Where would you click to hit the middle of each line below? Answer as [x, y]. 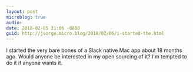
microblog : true [26, 17]
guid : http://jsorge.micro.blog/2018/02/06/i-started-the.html [85, 34]
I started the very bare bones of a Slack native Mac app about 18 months [94, 50]
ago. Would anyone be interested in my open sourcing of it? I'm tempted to [96, 57]
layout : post [22, 12]
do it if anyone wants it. [34, 63]
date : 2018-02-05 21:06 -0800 [43, 28]
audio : [14, 22]
